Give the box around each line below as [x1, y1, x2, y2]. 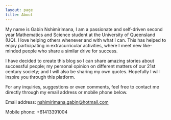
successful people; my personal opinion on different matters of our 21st [5, 63, 156, 69]
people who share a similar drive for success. [22, 48, 118, 54]
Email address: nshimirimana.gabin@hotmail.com [5, 99, 109, 105]
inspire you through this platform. [5, 74, 76, 80]
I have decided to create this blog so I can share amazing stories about [5, 57, 155, 64]
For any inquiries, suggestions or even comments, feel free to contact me [5, 83, 160, 89]
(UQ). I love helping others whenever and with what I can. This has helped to [5, 37, 166, 43]
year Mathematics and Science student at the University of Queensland [5, 32, 156, 38]
